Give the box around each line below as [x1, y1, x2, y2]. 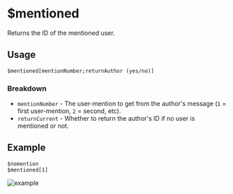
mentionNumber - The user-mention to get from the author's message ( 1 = [17, 100, 227, 108]
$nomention [7, 160, 39, 167]
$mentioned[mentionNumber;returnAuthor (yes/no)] [7, 67, 155, 75]
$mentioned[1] [7, 166, 49, 173]
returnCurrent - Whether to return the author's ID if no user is [17, 114, 195, 123]
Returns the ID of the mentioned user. [7, 29, 115, 37]
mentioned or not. [17, 121, 69, 130]
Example [7, 142, 46, 154]
